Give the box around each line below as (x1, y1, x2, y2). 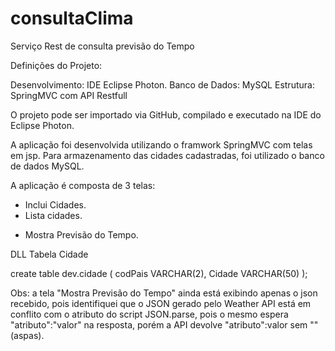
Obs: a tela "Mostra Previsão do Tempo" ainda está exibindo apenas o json (10, 287, 318, 299)
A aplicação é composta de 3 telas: (10, 179, 156, 191)
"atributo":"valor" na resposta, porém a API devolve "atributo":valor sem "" (10, 318, 319, 331)
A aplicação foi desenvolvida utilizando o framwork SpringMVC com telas (10, 138, 313, 151)
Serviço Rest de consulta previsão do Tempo (10, 40, 195, 52)
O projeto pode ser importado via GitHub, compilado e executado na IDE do (10, 108, 322, 121)
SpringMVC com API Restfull (10, 89, 128, 101)
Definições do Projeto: (10, 59, 103, 71)
